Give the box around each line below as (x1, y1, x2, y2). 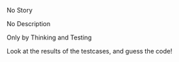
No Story (6, 6, 33, 14)
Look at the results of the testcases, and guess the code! (6, 47, 173, 55)
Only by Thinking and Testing (6, 33, 93, 42)
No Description (6, 20, 51, 27)
